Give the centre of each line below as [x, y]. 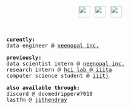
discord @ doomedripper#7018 [49, 94]
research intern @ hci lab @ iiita [59, 70]
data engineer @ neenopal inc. [53, 45]
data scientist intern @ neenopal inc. [65, 64]
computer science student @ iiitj [58, 76]
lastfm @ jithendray [37, 100]
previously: [24, 58]
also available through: [43, 88]
